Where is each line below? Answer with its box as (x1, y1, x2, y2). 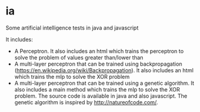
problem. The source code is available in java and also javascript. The (14, 92, 187, 99)
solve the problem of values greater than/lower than (14, 54, 144, 61)
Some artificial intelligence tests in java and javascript (5, 24, 139, 31)
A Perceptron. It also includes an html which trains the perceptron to (14, 47, 184, 55)
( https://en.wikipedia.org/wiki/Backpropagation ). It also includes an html (14, 66, 194, 73)
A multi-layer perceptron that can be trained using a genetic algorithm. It (14, 79, 195, 87)
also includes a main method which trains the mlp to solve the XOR (14, 86, 180, 93)
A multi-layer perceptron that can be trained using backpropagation (14, 60, 183, 67)
